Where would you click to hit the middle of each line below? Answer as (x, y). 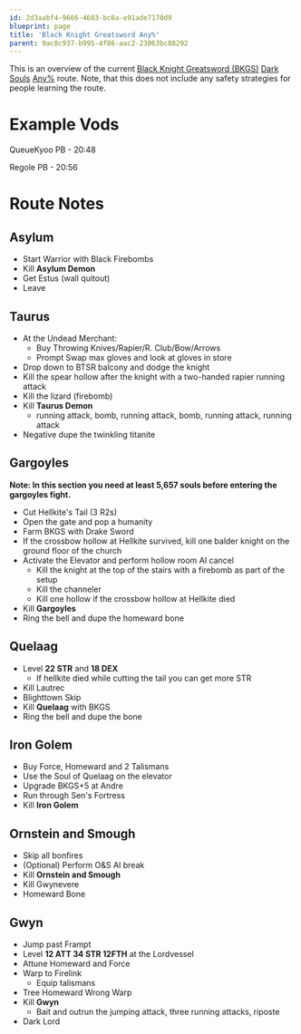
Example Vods (64, 125)
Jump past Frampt (57, 944)
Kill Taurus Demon (58, 406)
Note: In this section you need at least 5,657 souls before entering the (143, 485)
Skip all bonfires (53, 855)
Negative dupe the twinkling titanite (89, 435)
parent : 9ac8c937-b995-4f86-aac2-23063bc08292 (99, 43)
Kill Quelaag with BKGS (66, 707)
